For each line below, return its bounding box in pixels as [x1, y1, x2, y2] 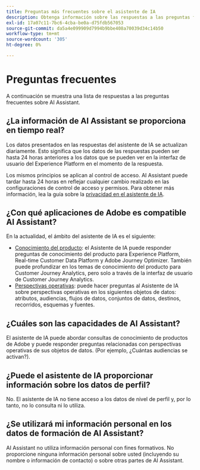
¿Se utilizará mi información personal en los [6, 419, 172, 429]
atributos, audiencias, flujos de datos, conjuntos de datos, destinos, [14, 295, 181, 302]
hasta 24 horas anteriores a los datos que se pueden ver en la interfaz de [6, 153, 186, 161]
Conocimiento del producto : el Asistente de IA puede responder [14, 245, 171, 252]
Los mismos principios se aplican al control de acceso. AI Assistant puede [6, 171, 188, 178]
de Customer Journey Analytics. [14, 276, 94, 283]
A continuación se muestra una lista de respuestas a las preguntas [6, 92, 170, 99]
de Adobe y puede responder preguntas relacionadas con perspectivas [6, 340, 182, 348]
